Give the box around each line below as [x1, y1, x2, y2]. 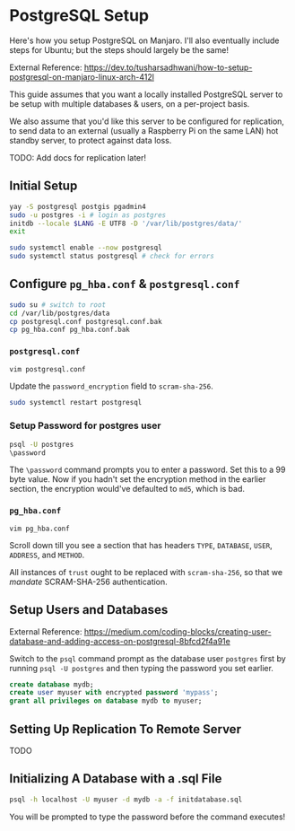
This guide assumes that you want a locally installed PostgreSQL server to [9, 89, 283, 100]
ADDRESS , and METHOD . [9, 549, 85, 560]
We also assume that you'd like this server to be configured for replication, [9, 116, 285, 127]
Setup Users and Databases [9, 602, 169, 617]
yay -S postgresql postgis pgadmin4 [9, 202, 146, 211]
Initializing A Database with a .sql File [9, 771, 222, 786]
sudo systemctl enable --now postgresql [9, 243, 163, 252]
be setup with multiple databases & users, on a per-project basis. [9, 98, 250, 109]
